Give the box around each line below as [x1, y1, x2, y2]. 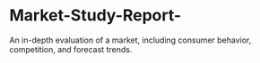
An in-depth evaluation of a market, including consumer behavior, [9, 35, 252, 45]
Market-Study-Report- [9, 5, 182, 26]
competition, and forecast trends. [9, 43, 133, 54]
